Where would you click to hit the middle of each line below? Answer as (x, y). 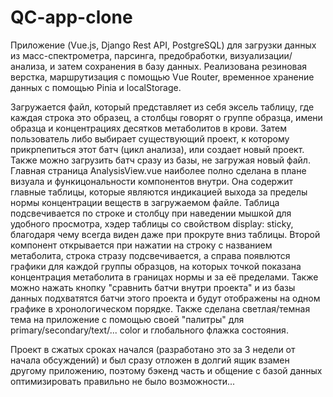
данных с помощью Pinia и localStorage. (96, 87)
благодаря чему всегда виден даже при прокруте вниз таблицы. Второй (165, 234)
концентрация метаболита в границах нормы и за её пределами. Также (164, 277)
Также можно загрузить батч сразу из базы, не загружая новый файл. (160, 160)
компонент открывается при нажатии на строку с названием (141, 245)
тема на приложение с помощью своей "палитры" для (127, 319)
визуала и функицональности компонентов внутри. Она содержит (151, 181)
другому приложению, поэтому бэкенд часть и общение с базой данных (166, 370)
